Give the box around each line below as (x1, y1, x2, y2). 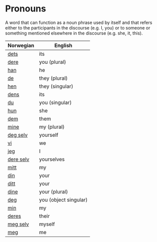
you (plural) (39, 58, 66, 65)
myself (39, 221, 55, 228)
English (54, 42, 73, 49)
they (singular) (39, 83, 74, 90)
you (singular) (39, 99, 72, 106)
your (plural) (39, 188, 68, 195)
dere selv (7, 156, 30, 163)
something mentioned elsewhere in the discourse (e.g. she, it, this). (5, 30, 143, 36)
